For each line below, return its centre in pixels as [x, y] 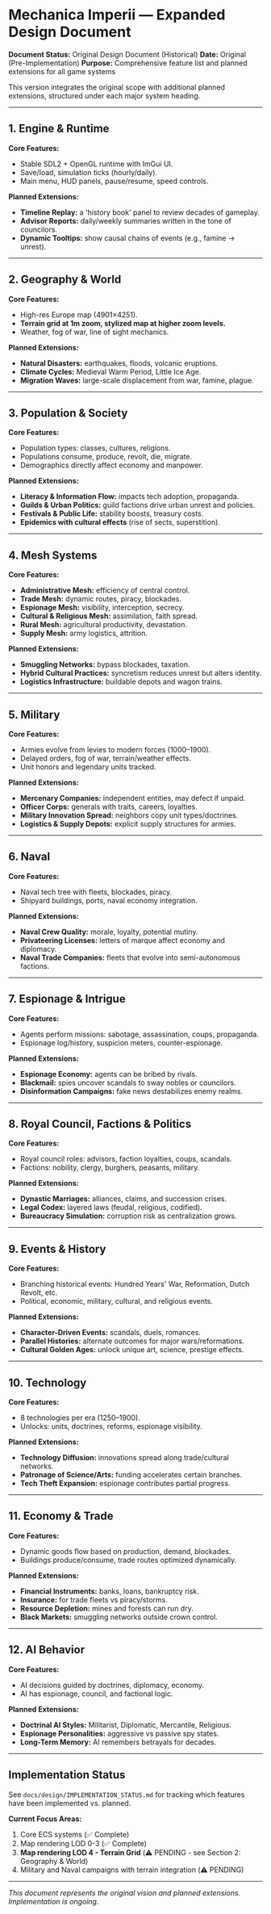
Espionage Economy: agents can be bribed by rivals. [108, 1074]
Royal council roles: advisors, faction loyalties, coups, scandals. [126, 1159]
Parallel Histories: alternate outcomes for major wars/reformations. [132, 1341]
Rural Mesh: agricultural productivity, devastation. [104, 625]
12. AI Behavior [47, 1650]
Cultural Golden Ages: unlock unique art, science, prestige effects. [132, 1350]
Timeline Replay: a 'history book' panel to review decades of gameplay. [140, 212]
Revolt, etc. [39, 1292]
